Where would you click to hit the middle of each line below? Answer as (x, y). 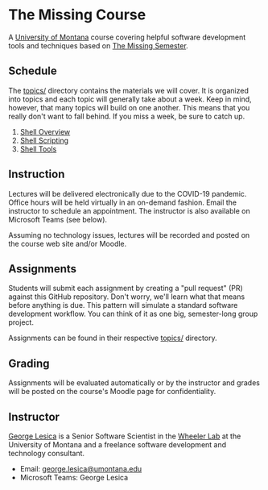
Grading (29, 363)
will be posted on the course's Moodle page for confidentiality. (112, 392)
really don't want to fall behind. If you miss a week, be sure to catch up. (127, 116)
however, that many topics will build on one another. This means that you (129, 107)
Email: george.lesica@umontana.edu (81, 469)
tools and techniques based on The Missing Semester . (99, 45)
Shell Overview (45, 131)
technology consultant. (47, 453)
